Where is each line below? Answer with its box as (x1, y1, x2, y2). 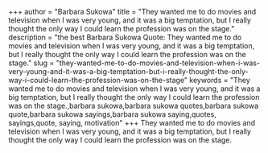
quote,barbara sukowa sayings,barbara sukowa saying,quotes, (8, 110, 217, 119)
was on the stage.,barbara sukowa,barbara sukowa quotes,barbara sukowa (8, 101, 259, 110)
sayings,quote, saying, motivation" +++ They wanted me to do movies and (8, 118, 256, 127)
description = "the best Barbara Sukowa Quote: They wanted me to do (8, 32, 242, 42)
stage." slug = (8, 58, 55, 68)
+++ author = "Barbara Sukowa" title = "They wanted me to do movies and (8, 7, 257, 16)
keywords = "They (188, 76, 251, 85)
